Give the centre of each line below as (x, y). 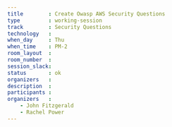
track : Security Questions (60, 27)
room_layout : (30, 54)
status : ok (34, 73)
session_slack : (30, 66)
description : (30, 86)
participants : (30, 92)
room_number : (30, 60)
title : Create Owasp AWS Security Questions (86, 14)
